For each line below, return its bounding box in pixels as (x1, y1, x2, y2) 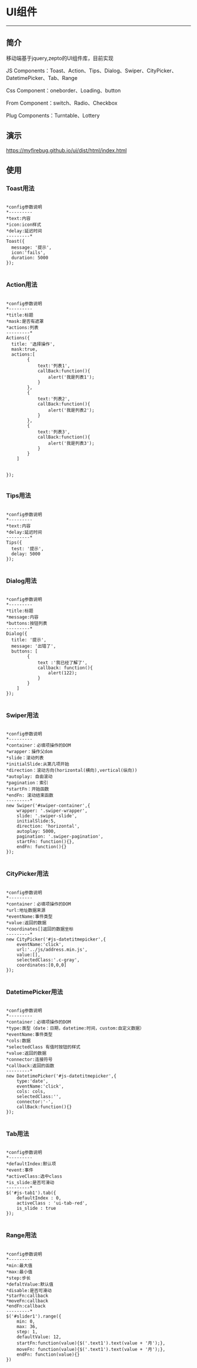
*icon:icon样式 (6, 222, 42, 228)
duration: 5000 (11, 255, 49, 261)
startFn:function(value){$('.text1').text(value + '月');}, (16, 1340, 166, 1346)
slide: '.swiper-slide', (16, 813, 77, 819)
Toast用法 (6, 184, 35, 192)
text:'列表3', (37, 429, 70, 435)
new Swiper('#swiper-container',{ (6, 803, 91, 809)
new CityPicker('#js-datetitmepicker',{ (6, 936, 107, 942)
